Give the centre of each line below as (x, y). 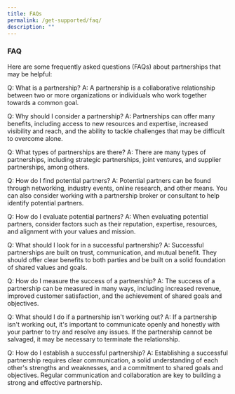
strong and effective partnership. (55, 382)
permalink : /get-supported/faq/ (54, 20)
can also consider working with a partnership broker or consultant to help (113, 195)
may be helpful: (30, 74)
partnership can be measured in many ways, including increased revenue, (114, 288)
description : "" (31, 27)
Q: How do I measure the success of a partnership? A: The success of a (111, 280)
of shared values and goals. (47, 267)
